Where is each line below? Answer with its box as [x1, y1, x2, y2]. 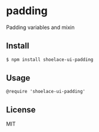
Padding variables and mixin [6, 24, 75, 31]
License [6, 105, 36, 115]
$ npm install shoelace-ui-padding [6, 56, 94, 63]
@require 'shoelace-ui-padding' [6, 89, 85, 95]
